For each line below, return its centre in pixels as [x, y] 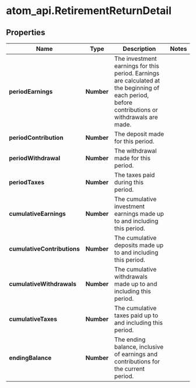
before [123, 102]
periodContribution [36, 138]
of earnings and [136, 354]
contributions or [136, 110]
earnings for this [136, 66]
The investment [136, 59]
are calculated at [137, 80]
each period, [132, 95]
